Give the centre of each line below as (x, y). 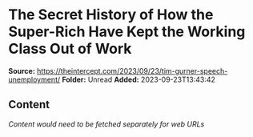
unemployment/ (34, 79)
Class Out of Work (70, 49)
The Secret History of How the (111, 15)
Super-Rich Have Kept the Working (127, 32)
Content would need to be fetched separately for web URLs (106, 124)
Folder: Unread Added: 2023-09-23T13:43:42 (139, 79)
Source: (22, 71)
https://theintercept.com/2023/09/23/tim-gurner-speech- (133, 71)
